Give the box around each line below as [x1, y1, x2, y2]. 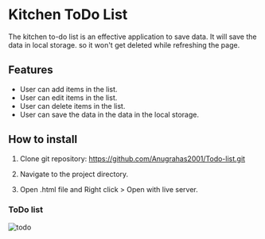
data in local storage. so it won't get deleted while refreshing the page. [8, 40, 240, 49]
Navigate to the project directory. [19, 169, 129, 179]
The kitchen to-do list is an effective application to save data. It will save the [8, 32, 257, 41]
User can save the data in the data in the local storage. [19, 110, 200, 119]
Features [8, 64, 53, 77]
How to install [8, 133, 78, 146]
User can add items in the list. [19, 84, 118, 94]
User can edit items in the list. [19, 93, 118, 102]
